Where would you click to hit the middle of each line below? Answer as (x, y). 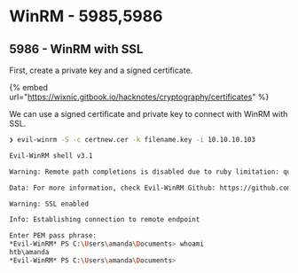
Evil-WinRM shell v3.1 (51, 156)
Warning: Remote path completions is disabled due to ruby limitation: (144, 172)
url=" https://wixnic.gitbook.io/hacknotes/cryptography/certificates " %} (139, 97)
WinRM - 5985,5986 (86, 16)
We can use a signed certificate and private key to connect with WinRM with (149, 114)
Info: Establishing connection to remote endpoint (105, 220)
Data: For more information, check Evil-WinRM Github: (113, 188)
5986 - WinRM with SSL (76, 49)
